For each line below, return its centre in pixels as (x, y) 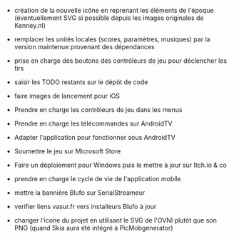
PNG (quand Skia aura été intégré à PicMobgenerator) (93, 228)
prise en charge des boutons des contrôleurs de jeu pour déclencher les (120, 61)
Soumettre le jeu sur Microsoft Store (67, 151)
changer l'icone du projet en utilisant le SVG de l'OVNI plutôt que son (116, 220)
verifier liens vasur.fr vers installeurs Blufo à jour (85, 207)
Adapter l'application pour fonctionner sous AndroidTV (95, 137)
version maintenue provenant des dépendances (84, 47)
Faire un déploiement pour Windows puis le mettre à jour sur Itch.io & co (120, 165)
